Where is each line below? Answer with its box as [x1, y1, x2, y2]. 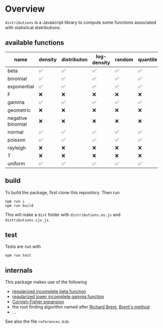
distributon [61, 56, 88, 63]
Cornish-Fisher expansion [12, 299, 65, 305]
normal [7, 129, 24, 135]
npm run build [5, 203, 34, 208]
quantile [138, 56, 158, 63]
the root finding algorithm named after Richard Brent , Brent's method [12, 304, 150, 310]
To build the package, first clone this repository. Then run [5, 189, 120, 195]
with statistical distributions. [5, 24, 61, 30]
